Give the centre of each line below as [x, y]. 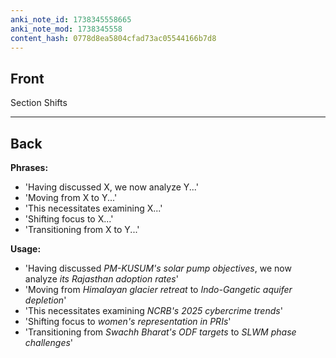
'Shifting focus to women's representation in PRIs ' [128, 321]
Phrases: [29, 167]
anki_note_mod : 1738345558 [66, 29]
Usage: [26, 249]
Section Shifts [39, 103]
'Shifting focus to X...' [69, 219]
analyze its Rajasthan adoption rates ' [101, 279]
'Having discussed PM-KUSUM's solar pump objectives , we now [158, 268]
